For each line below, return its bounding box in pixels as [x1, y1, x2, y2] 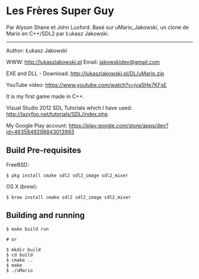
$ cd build [6, 252, 33, 258]
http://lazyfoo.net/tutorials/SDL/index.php [6, 111, 108, 118]
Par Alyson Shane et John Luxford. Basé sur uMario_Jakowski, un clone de [6, 24, 190, 31]
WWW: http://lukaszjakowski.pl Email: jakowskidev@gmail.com [6, 58, 160, 66]
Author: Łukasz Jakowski [6, 47, 68, 54]
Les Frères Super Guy [6, 4, 114, 18]
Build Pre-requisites [6, 145, 82, 155]
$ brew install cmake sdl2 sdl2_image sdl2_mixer [6, 194, 131, 200]
